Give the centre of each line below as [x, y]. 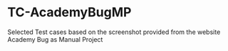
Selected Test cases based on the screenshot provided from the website [114, 32]
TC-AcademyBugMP [69, 12]
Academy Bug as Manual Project [55, 39]
